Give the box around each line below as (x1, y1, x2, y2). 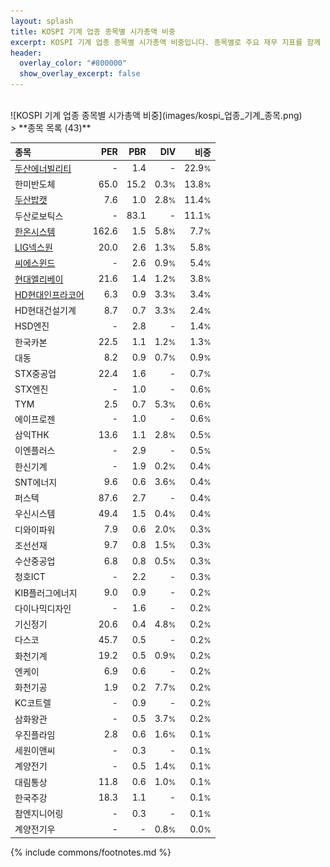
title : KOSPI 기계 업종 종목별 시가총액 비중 (10, 26, 176, 37)
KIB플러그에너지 (14, 586, 78, 599)
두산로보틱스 (14, 210, 64, 222)
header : (10, 48, 43, 58)
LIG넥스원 (14, 241, 53, 253)
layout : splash (10, 16, 74, 26)
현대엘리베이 (14, 273, 64, 285)
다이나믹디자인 (14, 602, 72, 614)
